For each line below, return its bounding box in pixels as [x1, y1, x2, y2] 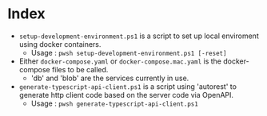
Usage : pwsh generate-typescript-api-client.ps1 [30, 99, 199, 108]
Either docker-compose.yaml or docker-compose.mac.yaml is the [18, 56, 221, 66]
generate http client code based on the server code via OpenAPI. [18, 90, 233, 99]
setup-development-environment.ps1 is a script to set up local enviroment [18, 31, 259, 41]
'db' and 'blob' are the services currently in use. [30, 73, 189, 83]
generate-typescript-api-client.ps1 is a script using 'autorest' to [18, 81, 237, 91]
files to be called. [51, 64, 109, 74]
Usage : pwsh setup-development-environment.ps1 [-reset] [30, 48, 227, 57]
